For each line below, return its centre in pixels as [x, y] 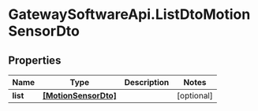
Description [147, 82]
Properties [35, 60]
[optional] [194, 96]
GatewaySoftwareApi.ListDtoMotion [129, 15]
